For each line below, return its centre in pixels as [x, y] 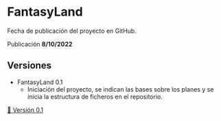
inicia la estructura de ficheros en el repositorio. [95, 96]
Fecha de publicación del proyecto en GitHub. [72, 31]
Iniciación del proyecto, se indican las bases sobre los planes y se [120, 89]
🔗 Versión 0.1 [25, 109]
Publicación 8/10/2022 [40, 44]
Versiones [30, 66]
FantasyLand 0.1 [40, 82]
